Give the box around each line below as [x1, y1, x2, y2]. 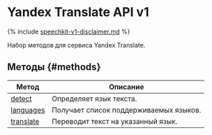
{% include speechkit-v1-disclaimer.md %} [7, 27, 130, 36]
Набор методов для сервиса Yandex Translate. [7, 41, 146, 49]
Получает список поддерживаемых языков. [52, 105, 202, 115]
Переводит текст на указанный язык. [52, 116, 178, 126]
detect [10, 94, 32, 104]
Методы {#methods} [7, 61, 101, 73]
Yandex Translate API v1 [7, 4, 149, 20]
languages [10, 105, 45, 115]
